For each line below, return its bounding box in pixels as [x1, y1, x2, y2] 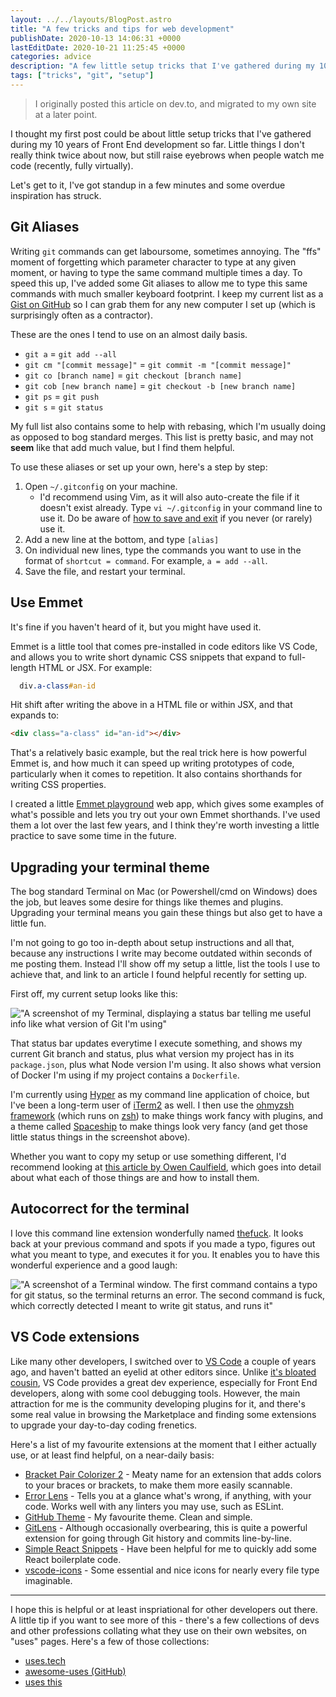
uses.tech [24, 1654, 66, 1666]
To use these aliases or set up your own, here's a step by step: [10, 461, 268, 473]
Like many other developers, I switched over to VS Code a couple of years [10, 1355, 317, 1367]
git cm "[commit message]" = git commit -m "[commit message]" [24, 358, 292, 370]
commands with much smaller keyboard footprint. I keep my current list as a [10, 287, 324, 300]
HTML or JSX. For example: [38, 661, 153, 673]
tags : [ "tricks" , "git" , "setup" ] [10, 71, 155, 81]
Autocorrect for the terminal [10, 1201, 190, 1218]
